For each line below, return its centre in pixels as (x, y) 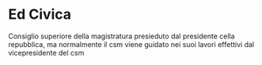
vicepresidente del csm (46, 52)
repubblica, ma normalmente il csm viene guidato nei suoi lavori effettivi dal (131, 44)
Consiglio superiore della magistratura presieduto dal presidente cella (122, 36)
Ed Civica (40, 14)
